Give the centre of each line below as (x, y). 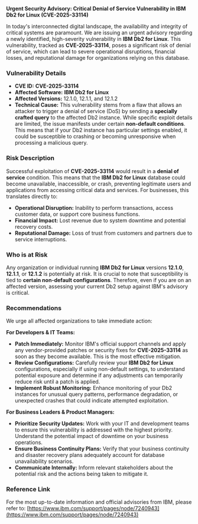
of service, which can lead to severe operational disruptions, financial (91, 52)
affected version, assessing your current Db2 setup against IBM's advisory (97, 286)
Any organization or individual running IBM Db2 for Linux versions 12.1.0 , (95, 267)
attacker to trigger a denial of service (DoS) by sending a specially (96, 111)
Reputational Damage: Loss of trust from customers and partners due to (103, 233)
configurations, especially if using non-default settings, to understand (100, 369)
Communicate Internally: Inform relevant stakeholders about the (94, 468)
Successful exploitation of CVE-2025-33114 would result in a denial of (92, 171)
